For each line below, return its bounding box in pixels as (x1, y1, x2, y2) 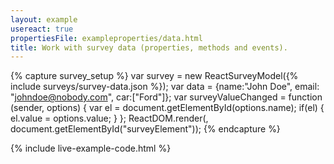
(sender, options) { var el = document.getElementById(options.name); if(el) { (10, 102, 325, 114)
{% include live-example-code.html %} (10, 142, 172, 155)
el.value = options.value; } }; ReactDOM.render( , (10, 112, 209, 125)
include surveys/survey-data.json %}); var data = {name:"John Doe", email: (10, 81, 320, 93)
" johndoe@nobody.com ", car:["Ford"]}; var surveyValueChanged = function (10, 91, 323, 103)
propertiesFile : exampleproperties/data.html (10, 33, 203, 43)
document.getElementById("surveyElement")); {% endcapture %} (10, 123, 281, 135)
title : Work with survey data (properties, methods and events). (10, 42, 288, 53)
